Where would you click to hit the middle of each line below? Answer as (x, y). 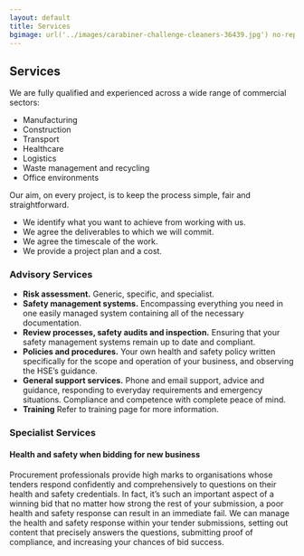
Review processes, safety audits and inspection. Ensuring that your (151, 333)
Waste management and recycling (86, 168)
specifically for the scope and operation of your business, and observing (158, 362)
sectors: (25, 103)
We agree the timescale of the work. (90, 241)
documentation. (52, 323)
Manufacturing (50, 120)
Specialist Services (53, 433)
